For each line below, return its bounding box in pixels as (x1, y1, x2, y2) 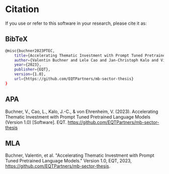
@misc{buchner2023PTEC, (5, 48, 55, 53)
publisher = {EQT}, (14, 67, 51, 72)
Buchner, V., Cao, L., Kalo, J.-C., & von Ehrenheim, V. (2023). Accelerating (5, 108, 158, 114)
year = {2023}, (14, 62, 42, 68)
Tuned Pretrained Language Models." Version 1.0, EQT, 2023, (5, 158, 132, 164)
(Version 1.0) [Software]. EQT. (5, 119, 67, 125)
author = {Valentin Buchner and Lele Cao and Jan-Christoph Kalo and (14, 57, 158, 63)
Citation (5, 4, 39, 15)
